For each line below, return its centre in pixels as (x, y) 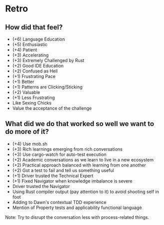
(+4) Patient (25, 50)
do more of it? (27, 132)
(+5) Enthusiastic (30, 44)
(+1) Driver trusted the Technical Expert (53, 175)
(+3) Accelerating (30, 55)
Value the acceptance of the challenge (52, 108)
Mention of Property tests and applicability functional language (77, 207)
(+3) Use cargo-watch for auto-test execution (59, 154)
